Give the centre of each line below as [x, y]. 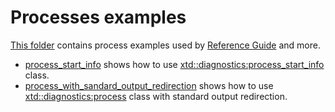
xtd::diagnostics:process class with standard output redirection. [156, 96]
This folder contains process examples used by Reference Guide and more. [165, 45]
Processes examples [98, 17]
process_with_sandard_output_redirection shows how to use [149, 85]
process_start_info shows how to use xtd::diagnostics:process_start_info [174, 64]
